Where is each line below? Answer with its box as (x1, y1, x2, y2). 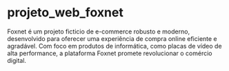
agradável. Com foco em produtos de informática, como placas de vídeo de (7, 42, 222, 50)
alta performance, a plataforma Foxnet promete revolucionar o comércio (7, 49, 212, 57)
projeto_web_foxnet (7, 5, 124, 20)
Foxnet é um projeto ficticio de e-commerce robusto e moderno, (7, 27, 190, 35)
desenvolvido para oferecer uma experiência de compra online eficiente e (7, 34, 217, 42)
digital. (7, 56, 26, 64)
